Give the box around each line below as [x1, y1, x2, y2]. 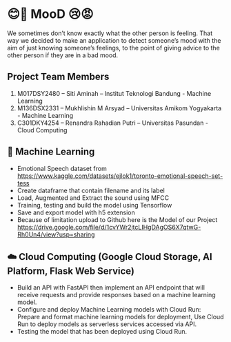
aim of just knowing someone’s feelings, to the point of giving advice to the [7, 43, 221, 52]
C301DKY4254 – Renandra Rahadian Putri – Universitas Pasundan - [17, 119, 209, 127]
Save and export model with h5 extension [17, 208, 136, 217]
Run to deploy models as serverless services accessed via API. [17, 320, 197, 328]
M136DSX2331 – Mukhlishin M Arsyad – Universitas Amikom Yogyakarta [17, 103, 222, 112]
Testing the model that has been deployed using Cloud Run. [17, 328, 188, 336]
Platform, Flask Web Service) [7, 265, 135, 276]
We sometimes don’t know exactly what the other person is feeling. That [7, 29, 213, 37]
